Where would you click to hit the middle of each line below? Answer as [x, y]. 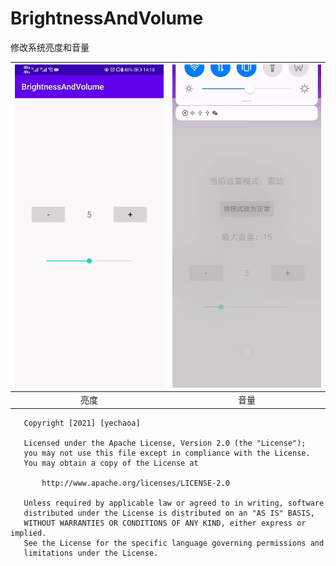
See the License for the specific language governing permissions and [174, 543]
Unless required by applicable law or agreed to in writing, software [174, 503]
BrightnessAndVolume [107, 18]
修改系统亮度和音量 [50, 47]
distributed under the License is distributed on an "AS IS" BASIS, [169, 513]
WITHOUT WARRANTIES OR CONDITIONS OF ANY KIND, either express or [165, 523]
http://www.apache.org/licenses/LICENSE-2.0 [135, 483]
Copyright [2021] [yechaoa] [82, 423]
